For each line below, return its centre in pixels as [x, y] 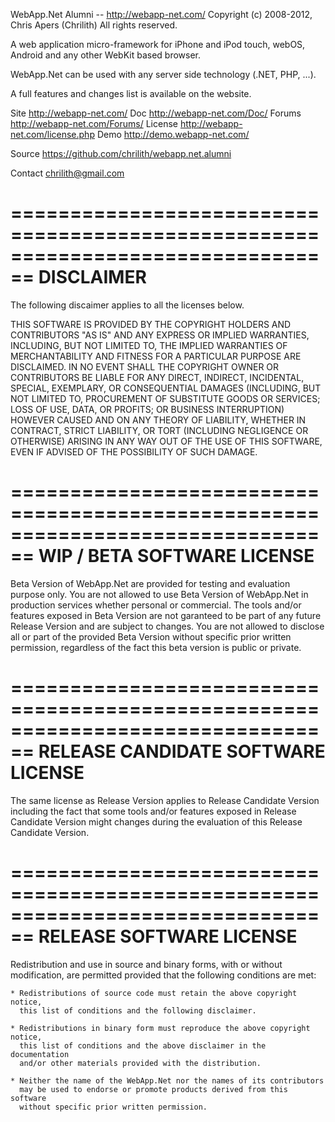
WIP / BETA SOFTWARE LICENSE [176, 556]
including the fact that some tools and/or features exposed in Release [153, 811]
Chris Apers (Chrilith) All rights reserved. [94, 25]
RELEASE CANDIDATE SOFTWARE [182, 751]
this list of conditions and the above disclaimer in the [143, 1045]
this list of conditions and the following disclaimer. [138, 1010]
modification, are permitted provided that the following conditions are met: [163, 975]
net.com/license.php [52, 134]
